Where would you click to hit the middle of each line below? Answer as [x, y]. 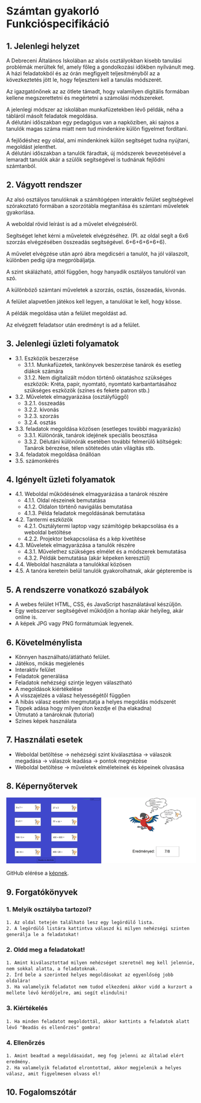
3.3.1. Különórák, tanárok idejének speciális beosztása [91, 435]
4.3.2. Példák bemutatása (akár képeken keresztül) [87, 558]
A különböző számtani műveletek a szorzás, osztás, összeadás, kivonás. [96, 290]
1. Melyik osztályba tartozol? [49, 909]
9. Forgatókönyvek [42, 892]
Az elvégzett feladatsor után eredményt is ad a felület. [73, 325]
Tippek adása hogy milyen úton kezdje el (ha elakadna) [83, 708]
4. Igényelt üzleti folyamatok [61, 480]
